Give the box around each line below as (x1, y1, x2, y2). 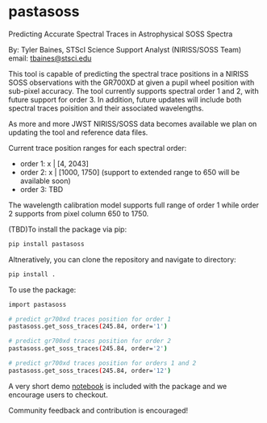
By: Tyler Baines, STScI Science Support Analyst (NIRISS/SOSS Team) (8, 44, 242, 54)
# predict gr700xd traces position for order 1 (8, 315, 172, 323)
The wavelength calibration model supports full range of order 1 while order (8, 200, 260, 210)
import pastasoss (8, 300, 67, 308)
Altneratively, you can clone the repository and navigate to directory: (8, 254, 236, 264)
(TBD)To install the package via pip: (8, 224, 127, 234)
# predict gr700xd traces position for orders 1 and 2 (8, 359, 197, 367)
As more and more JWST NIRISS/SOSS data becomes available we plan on (8, 119, 257, 128)
